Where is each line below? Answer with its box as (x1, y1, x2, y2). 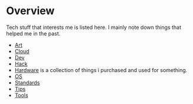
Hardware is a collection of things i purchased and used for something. (14, 66, 188, 73)
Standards (14, 79, 40, 86)
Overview (6, 4, 55, 18)
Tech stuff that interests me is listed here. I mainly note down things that (6, 24, 182, 31)
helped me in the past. (6, 30, 61, 37)
